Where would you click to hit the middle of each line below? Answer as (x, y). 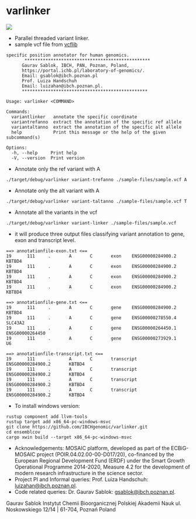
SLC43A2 (16, 323)
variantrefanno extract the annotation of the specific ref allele (97, 122)
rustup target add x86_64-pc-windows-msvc (59, 421)
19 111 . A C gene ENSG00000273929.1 (91, 338)
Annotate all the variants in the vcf (56, 212)
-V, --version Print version (48, 158)
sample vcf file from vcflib (46, 44)
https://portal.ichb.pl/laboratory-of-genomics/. (83, 71)
